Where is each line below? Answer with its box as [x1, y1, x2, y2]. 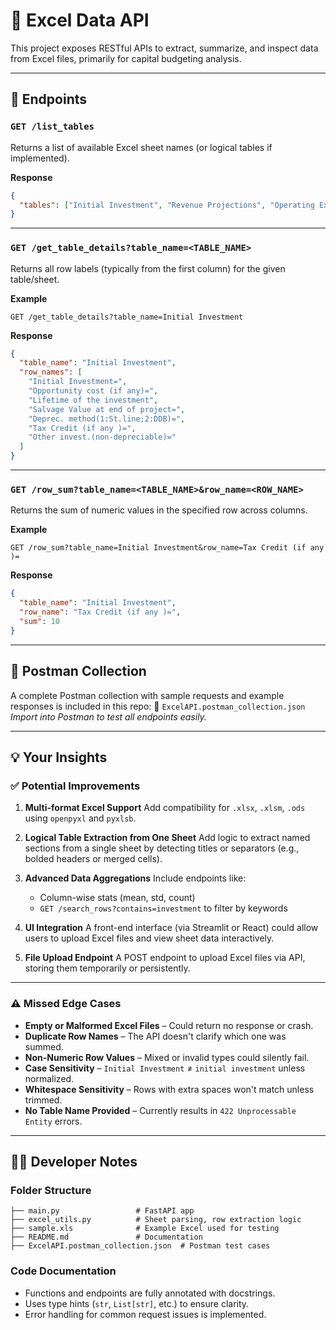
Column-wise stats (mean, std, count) [39, 892, 196, 904]
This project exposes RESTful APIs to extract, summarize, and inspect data [10, 42, 319, 54]
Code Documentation [10, 1264, 117, 1278]
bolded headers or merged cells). [24, 853, 163, 865]
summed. [24, 1040, 64, 1053]
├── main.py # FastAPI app [10, 1206, 195, 1216]
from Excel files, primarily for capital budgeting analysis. [10, 52, 242, 64]
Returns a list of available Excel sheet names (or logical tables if [10, 141, 273, 153]
